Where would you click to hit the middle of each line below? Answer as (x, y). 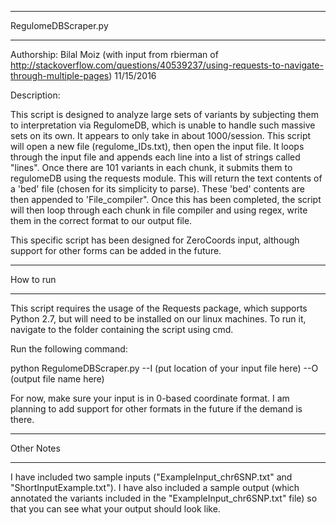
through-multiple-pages (60, 75)
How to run (33, 279)
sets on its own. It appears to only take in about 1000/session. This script (161, 135)
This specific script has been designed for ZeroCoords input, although (155, 240)
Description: (35, 95)
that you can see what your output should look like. (115, 509)
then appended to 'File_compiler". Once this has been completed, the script (166, 199)
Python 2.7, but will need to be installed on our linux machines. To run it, (158, 319)
